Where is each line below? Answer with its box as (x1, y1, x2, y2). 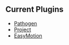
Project (13, 26, 31, 33)
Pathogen (13, 20, 37, 27)
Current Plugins (5, 5, 64, 14)
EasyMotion (13, 32, 43, 39)
